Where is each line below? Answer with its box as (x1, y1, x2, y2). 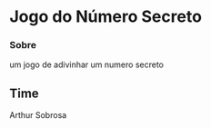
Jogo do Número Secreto (9, 6, 203, 27)
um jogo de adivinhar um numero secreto (9, 59, 164, 70)
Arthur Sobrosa (9, 110, 67, 121)
